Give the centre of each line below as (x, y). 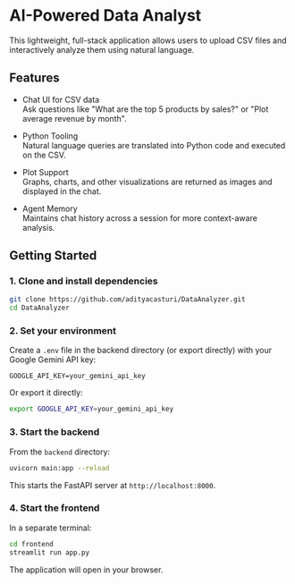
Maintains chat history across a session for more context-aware (139, 218)
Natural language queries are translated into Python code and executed (154, 145)
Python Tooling (50, 136)
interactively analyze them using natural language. (102, 49)
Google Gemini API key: (53, 360)
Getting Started (53, 256)
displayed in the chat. (62, 191)
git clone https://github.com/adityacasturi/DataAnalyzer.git (127, 300)
